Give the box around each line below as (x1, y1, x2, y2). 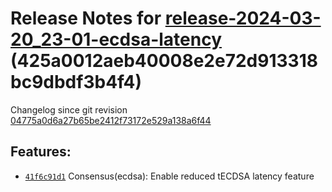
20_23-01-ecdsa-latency (10, 28, 223, 51)
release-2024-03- (164, 7, 322, 30)
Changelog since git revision (10, 103, 128, 116)
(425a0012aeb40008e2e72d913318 (10, 50, 318, 72)
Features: (10, 143, 72, 161)
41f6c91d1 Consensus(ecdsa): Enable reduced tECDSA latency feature (24, 170, 315, 182)
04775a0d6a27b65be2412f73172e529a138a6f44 (10, 114, 212, 126)
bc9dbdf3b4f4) (10, 71, 142, 94)
